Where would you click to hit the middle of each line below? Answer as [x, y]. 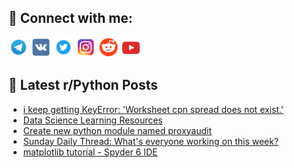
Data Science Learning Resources [92, 120]
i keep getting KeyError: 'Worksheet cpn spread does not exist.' [153, 109]
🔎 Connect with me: [70, 18]
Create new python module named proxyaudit [117, 130]
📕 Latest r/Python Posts [83, 85]
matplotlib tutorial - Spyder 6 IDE [90, 152]
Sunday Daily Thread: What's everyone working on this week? [151, 141]
